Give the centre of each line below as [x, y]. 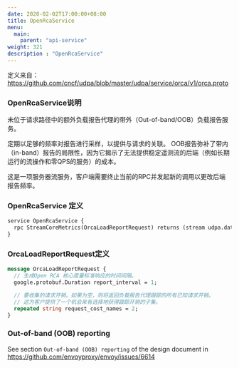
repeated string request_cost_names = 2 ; [76, 308]
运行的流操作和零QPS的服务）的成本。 [64, 162]
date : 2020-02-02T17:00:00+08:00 [57, 14]
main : [22, 34]
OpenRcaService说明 [44, 103]
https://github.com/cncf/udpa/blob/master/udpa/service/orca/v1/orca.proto [118, 83]
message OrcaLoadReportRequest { [57, 269]
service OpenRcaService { [46, 221]
